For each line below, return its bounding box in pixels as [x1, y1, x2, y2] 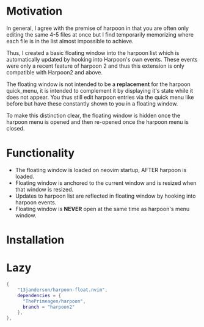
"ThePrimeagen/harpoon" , [22, 298, 86, 304]
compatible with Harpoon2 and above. [6, 68, 103, 76]
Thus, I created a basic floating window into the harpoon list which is [6, 49, 180, 56]
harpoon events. [15, 198, 57, 206]
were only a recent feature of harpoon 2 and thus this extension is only [6, 62, 184, 70]
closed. [6, 124, 25, 132]
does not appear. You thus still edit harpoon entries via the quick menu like [6, 93, 194, 101]
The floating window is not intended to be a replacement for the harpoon [6, 81, 191, 88]
